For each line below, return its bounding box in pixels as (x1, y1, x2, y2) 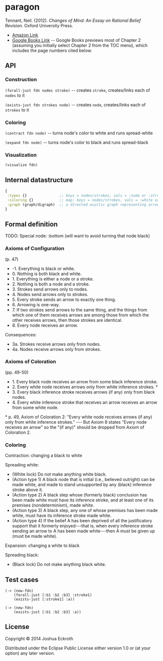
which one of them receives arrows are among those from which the (12, 312, 149, 318)
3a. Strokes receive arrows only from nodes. (12, 341, 101, 347)
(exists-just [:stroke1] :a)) (14, 596, 75, 602)
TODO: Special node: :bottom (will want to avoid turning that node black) (5, 233, 150, 239)
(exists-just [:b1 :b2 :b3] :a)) (14, 610, 81, 614)
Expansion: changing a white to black (5, 543, 80, 548)
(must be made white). (12, 533, 57, 539)
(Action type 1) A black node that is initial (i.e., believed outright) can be (12, 477, 155, 482)
